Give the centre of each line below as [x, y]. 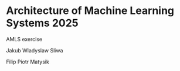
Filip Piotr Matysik [28, 62]
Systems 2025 [42, 23]
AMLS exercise [24, 39]
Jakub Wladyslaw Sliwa [35, 50]
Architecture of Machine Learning [90, 11]
